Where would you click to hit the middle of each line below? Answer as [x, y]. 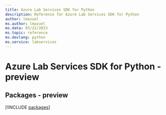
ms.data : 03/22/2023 [27, 28]
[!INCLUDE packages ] [28, 107]
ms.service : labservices [31, 42]
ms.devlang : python [25, 38]
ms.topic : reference [27, 33]
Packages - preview [37, 95]
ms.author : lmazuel [25, 24]
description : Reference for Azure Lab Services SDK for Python [72, 14]
